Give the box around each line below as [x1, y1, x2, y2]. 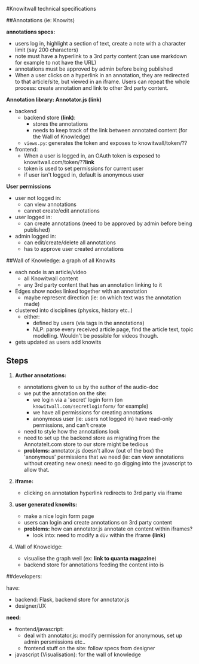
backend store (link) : [23, 114, 76, 121]
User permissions [6, 183, 51, 190]
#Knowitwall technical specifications [6, 5, 97, 12]
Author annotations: [14, 371, 67, 379]
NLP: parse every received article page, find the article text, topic [32, 326, 194, 333]
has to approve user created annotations [23, 245, 124, 252]
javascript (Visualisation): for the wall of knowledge [14, 651, 142, 658]
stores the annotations [32, 120, 88, 128]
